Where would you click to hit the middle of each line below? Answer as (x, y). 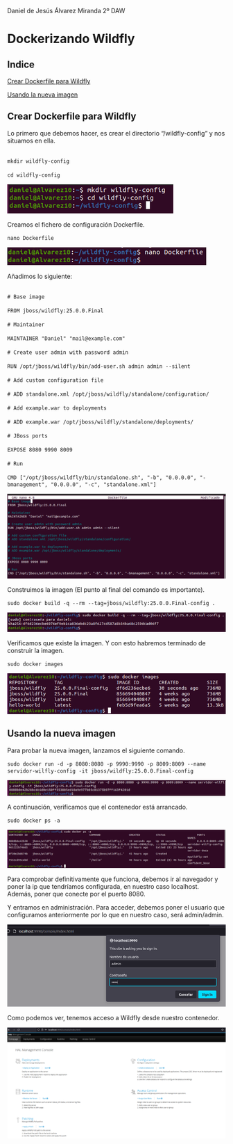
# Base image (26, 297)
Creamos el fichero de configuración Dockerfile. (76, 224)
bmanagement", (28, 484)
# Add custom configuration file (55, 380)
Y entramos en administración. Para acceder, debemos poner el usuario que (116, 908)
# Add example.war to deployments (57, 408)
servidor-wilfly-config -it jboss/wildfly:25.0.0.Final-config (101, 771)
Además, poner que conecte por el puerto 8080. (76, 894)
